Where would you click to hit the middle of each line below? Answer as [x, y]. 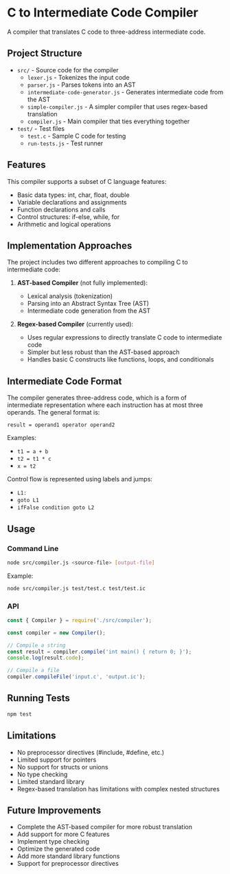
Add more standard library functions [68, 856]
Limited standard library [50, 781]
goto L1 [28, 501]
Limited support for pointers [57, 760]
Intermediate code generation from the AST [89, 311]
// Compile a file [33, 670]
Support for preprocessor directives [68, 864]
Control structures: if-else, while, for [68, 217]
